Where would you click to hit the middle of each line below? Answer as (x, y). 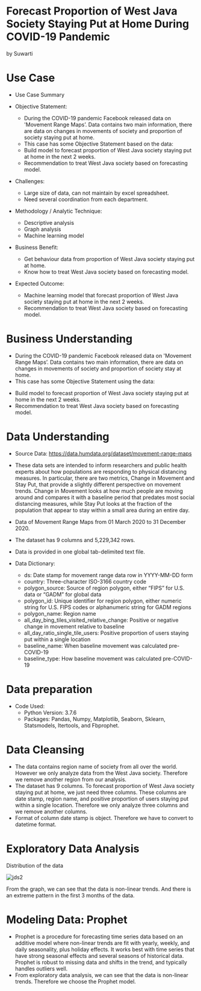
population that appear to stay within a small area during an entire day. (102, 510)
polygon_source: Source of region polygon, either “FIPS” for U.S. (104, 588)
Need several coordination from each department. (86, 199)
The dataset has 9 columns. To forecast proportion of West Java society (104, 786)
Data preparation (49, 689)
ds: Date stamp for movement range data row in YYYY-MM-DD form (108, 575)
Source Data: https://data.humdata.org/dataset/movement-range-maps (103, 453)
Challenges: (30, 181)
